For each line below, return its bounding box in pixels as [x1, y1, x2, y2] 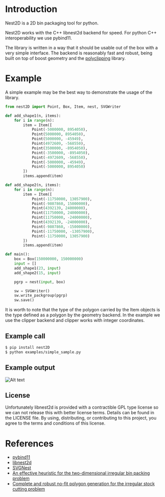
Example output [5, 363, 56, 372]
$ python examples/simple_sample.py [5, 349, 81, 355]
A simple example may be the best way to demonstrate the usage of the [5, 89, 153, 95]
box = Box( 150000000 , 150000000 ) [14, 256, 83, 261]
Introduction [5, 3, 58, 15]
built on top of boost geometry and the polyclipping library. [5, 55, 126, 61]
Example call [5, 332, 46, 340]
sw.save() [14, 298, 35, 303]
